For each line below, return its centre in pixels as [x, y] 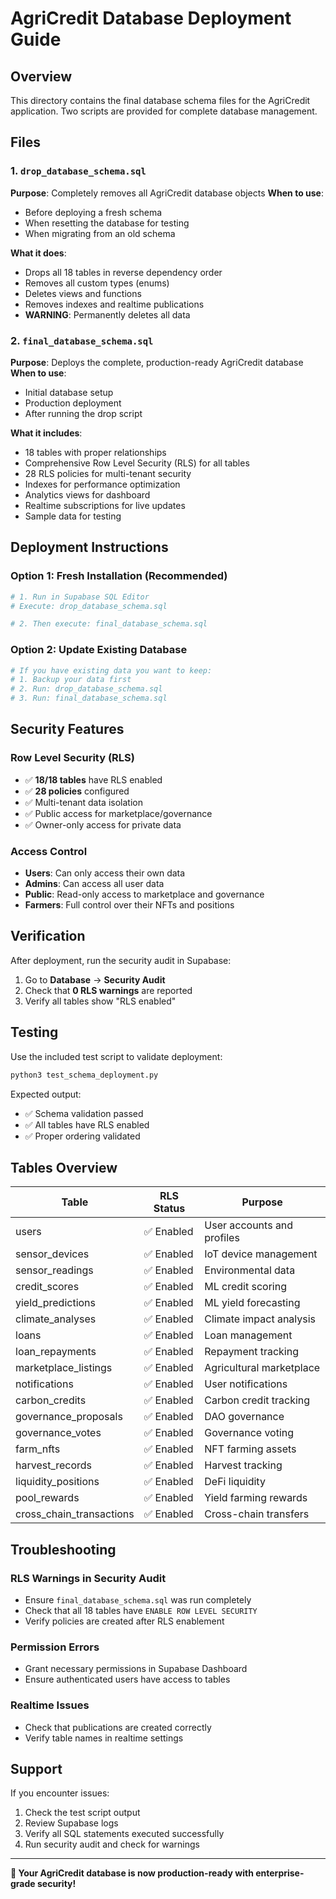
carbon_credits [51, 1400]
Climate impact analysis [260, 1319]
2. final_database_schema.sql [82, 340]
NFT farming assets [250, 1449]
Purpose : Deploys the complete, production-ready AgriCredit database [157, 362]
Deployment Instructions [89, 547]
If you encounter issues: [60, 1793]
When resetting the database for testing [107, 223]
